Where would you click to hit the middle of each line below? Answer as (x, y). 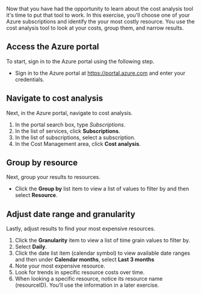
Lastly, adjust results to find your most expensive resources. (81, 229)
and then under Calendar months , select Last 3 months (85, 260)
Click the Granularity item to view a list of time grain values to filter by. (103, 240)
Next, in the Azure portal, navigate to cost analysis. (70, 113)
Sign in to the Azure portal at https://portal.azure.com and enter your (100, 73)
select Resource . (36, 195)
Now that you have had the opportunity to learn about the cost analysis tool (100, 9)
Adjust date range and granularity (71, 214)
